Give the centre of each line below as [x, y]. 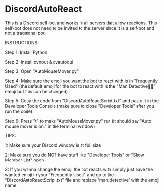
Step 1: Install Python [26, 52]
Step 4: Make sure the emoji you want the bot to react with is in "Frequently [82, 81]
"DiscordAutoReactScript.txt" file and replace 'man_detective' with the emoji [82, 180]
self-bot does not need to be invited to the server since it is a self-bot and [80, 28]
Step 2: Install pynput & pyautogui [39, 62]
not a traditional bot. [26, 33]
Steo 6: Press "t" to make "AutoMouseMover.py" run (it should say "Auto [78, 121]
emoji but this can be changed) [37, 91]
